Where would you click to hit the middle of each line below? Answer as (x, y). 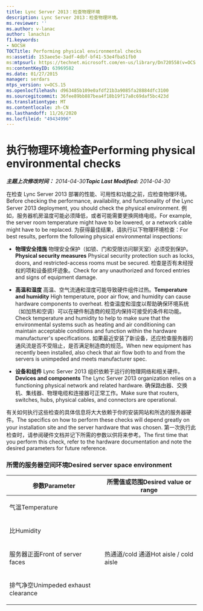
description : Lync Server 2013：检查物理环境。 (63, 18)
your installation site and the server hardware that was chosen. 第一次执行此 (101, 428)
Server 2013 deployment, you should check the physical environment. (93, 208)
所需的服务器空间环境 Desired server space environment (89, 465)
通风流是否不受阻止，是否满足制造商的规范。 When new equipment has (103, 346)
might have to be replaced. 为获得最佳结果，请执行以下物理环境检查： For (97, 230)
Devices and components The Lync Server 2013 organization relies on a (105, 378)
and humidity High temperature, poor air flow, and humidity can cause (103, 296)
